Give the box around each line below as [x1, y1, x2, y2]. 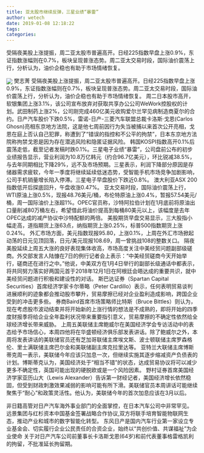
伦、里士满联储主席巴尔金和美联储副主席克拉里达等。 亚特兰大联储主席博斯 [6, 343, 194, 351]
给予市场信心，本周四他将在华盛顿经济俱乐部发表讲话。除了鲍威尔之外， [11, 328, 192, 335]
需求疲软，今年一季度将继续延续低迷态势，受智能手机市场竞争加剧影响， [16, 169, 198, 176]
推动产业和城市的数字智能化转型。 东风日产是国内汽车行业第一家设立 [16, 418, 189, 425]
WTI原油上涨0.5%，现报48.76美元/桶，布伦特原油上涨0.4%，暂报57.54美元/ [6, 191, 197, 198]
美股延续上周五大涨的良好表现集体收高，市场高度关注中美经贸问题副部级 [6, 245, 187, 252]
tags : [6, 26, 20, 32]
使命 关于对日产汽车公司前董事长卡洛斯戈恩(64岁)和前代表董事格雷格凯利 [11, 433, 194, 440]
